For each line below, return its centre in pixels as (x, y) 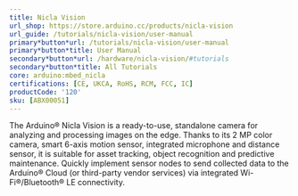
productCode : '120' (46, 92)
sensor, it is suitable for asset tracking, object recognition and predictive (142, 154)
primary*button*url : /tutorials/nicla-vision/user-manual (119, 42)
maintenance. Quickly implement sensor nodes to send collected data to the (149, 163)
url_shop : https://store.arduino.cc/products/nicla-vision (121, 26)
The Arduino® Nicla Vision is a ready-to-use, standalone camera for (134, 126)
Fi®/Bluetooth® (37, 183)
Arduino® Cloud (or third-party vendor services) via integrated (124, 173)
